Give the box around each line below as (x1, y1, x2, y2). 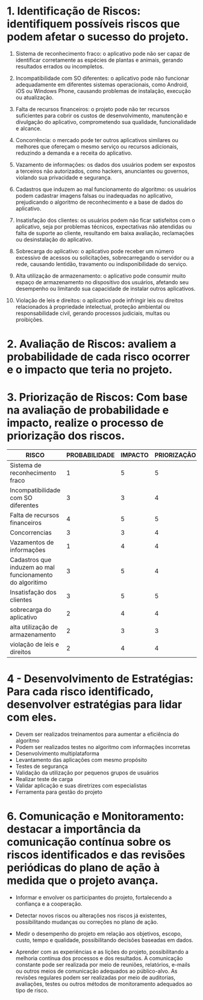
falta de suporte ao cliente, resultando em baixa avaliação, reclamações (15, 229, 195, 236)
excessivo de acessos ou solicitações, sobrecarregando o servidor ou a (15, 254, 195, 261)
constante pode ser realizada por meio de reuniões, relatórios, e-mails (15, 961, 190, 968)
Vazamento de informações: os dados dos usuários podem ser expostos (15, 161, 196, 168)
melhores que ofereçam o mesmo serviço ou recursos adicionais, (15, 143, 178, 150)
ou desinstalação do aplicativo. (15, 236, 93, 243)
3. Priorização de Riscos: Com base (7, 391, 188, 404)
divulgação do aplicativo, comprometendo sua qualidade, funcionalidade (15, 118, 196, 125)
